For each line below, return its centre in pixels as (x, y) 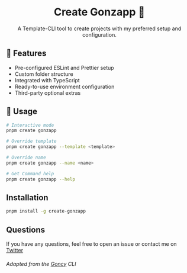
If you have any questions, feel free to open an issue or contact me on (91, 244)
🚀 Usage (22, 112)
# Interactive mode (30, 125)
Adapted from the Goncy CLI (41, 264)
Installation (27, 197)
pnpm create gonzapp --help (41, 179)
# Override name (26, 158)
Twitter (15, 250)
